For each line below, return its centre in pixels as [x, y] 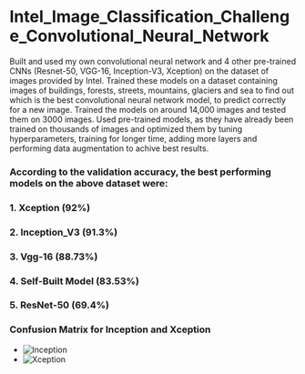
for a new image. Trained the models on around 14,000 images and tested [148, 109]
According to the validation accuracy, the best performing [140, 172]
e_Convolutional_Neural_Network [139, 36]
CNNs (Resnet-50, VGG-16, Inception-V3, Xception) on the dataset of [139, 71]
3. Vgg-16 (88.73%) [54, 257]
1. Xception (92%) [50, 207]
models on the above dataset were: [89, 183]
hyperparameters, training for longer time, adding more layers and [133, 138]
